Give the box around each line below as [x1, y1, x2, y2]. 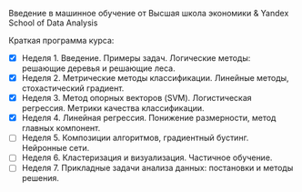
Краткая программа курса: [8, 35, 115, 45]
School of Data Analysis [8, 17, 98, 28]
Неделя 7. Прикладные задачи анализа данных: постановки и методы [21, 163, 294, 174]
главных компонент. [21, 123, 101, 134]
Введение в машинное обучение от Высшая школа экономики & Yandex [8, 8, 289, 18]
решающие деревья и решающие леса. [21, 63, 176, 74]
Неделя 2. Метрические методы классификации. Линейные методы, [21, 73, 289, 84]
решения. [21, 173, 60, 184]
